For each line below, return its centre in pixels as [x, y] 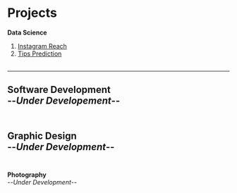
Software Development [59, 90]
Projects [32, 13]
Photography [27, 175]
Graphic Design [42, 136]
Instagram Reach [42, 46]
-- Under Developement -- [64, 101]
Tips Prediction [39, 54]
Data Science [27, 32]
